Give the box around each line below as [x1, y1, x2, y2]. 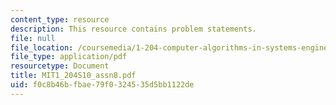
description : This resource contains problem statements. [10, 24, 257, 34]
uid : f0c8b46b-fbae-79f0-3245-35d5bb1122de [10, 80, 195, 90]
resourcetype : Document [10, 61, 110, 71]
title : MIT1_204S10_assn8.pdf [10, 71, 137, 81]
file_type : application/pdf [10, 52, 128, 62]
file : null [10, 33, 56, 43]
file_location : [10, 42, 74, 53]
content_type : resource [10, 14, 110, 25]
